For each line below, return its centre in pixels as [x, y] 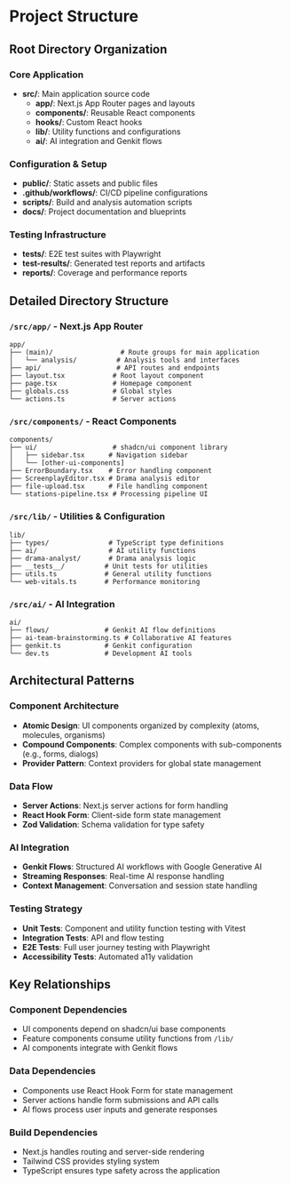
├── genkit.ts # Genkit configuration [101, 646]
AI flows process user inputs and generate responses [120, 1109]
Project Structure [74, 16]
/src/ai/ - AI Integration [62, 604]
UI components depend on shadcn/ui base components [124, 1029]
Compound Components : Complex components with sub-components [152, 744]
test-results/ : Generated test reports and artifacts [114, 263]
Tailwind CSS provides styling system [90, 1161]
